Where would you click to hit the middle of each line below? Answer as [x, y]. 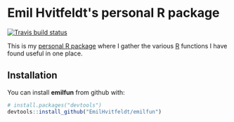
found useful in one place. [45, 53]
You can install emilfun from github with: [66, 92]
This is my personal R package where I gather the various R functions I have [117, 46]
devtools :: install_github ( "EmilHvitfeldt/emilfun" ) [84, 111]
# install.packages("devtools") [54, 105]
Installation [32, 75]
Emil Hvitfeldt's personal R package [113, 13]
